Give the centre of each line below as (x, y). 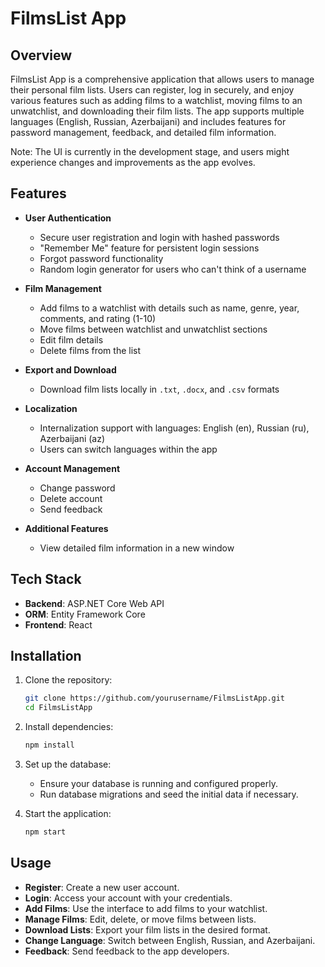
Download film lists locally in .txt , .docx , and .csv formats (159, 389)
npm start (45, 832)
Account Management (72, 468)
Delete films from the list (90, 350)
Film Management (63, 288)
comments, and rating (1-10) (98, 318)
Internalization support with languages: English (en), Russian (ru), (174, 428)
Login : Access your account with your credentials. (128, 898)
